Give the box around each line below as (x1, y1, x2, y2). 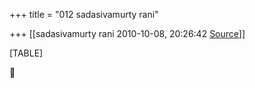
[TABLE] (9, 47, 44, 59)
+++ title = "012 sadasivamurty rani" (9, 9, 159, 20)
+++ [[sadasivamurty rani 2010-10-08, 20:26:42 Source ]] (9, 28, 246, 39)
